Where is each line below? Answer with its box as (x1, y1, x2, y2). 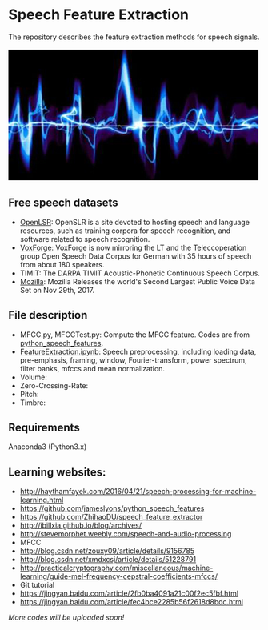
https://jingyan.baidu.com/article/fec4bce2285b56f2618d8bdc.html (19, 597, 244, 607)
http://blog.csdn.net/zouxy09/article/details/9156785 (19, 546, 194, 556)
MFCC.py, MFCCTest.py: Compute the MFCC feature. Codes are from (19, 330, 250, 339)
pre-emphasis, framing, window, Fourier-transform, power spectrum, (19, 355, 247, 365)
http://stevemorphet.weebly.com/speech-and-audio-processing (19, 529, 232, 539)
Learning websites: (8, 465, 106, 479)
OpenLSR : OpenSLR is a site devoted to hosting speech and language (19, 217, 250, 227)
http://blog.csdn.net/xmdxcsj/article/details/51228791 (19, 555, 197, 564)
